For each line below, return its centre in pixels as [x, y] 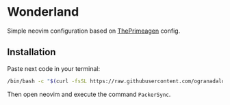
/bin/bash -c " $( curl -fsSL [47, 81]
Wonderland [43, 12]
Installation [31, 52]
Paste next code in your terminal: [54, 68]
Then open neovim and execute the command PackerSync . [89, 94]
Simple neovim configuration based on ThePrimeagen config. [94, 31]
